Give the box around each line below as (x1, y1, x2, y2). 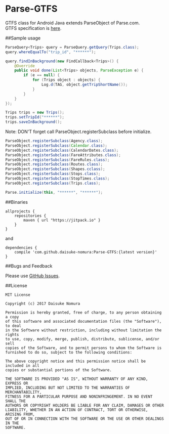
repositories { (14, 213, 47, 218)
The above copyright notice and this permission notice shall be (5, 359, 146, 364)
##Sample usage (5, 35, 41, 41)
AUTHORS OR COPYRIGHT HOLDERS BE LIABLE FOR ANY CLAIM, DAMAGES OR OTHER (5, 403, 164, 408)
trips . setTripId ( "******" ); (5, 115, 65, 120)
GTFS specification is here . (5, 25, 62, 31)
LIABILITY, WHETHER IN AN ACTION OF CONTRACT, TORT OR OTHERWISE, (5, 407, 148, 412)
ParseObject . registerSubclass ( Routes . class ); (5, 162, 103, 167)
